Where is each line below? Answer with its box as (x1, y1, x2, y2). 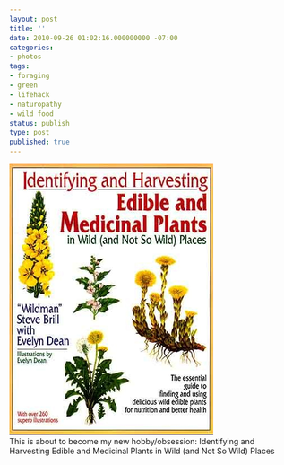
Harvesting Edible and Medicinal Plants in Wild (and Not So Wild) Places (9, 445, 275, 456)
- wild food (9, 109, 54, 118)
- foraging (9, 72, 50, 81)
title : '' (9, 23, 47, 33)
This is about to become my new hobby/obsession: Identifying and (9, 436, 255, 446)
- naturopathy (9, 100, 63, 109)
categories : (9, 43, 54, 52)
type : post (9, 128, 50, 137)
